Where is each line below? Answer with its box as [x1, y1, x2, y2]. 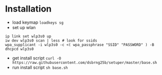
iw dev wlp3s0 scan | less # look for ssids [5, 38, 97, 43]
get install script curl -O [12, 55, 61, 61]
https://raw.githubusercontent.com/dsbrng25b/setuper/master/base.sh [12, 60, 158, 65]
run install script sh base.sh [12, 64, 68, 70]
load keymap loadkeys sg [12, 19, 64, 25]
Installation [5, 3, 52, 15]
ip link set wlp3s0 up [5, 34, 51, 39]
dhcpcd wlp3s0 [5, 46, 34, 51]
